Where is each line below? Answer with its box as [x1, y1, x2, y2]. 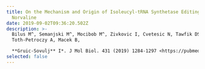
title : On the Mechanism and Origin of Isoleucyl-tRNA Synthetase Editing [6, 8, 201, 15]
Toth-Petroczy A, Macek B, [12, 37, 81, 43]
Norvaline [12, 15, 37, 21]
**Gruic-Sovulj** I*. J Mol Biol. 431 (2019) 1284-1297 [12, 48, 157, 54]
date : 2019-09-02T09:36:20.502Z [6, 20, 88, 26]
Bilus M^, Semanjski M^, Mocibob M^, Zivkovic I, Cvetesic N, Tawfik [12, 31, 192, 38]
